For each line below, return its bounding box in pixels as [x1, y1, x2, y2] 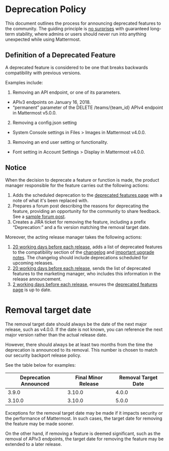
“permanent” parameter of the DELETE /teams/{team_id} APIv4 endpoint [12, 104, 163, 110]
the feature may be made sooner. [5, 420, 74, 427]
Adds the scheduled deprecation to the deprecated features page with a [12, 192, 162, 198]
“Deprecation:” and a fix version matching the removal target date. [12, 224, 150, 230]
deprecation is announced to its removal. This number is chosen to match [5, 347, 157, 353]
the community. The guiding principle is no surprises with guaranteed [5, 25, 149, 31]
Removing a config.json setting [12, 120, 77, 126]
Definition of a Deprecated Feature [5, 51, 116, 60]
